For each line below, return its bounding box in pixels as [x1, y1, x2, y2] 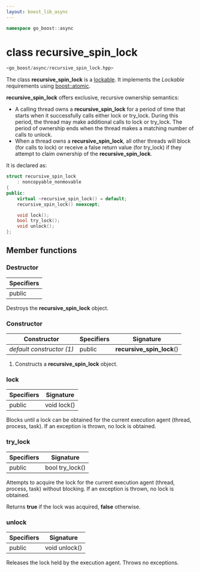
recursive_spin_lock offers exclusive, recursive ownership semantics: [6, 94, 180, 101]
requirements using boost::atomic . [6, 82, 91, 90]
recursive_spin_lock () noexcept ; [17, 201, 101, 207]
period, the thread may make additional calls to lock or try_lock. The [14, 118, 183, 126]
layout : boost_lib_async [6, 8, 68, 15]
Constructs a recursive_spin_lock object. [14, 360, 118, 368]
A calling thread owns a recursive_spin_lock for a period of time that [14, 106, 186, 113]
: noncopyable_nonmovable [17, 179, 82, 185]
